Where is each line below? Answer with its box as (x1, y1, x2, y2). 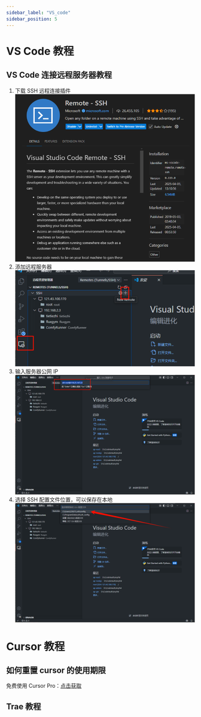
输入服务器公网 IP (14, 368, 59, 375)
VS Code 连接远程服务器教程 (6, 70, 112, 80)
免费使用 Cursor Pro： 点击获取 (6, 682, 82, 689)
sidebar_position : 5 (6, 16, 58, 22)
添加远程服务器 (14, 263, 52, 270)
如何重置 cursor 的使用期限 (6, 665, 106, 675)
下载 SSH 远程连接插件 (14, 87, 71, 94)
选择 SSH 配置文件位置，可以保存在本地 (14, 496, 113, 503)
